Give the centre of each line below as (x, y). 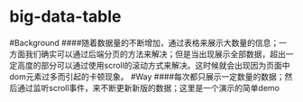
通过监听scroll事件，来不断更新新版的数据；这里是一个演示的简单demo (148, 88)
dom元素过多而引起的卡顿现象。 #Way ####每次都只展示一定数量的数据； (147, 76)
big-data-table (65, 17)
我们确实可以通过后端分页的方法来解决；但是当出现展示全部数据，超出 (155, 54)
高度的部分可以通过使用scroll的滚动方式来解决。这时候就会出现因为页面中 (153, 65)
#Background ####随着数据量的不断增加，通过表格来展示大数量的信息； (144, 42)
